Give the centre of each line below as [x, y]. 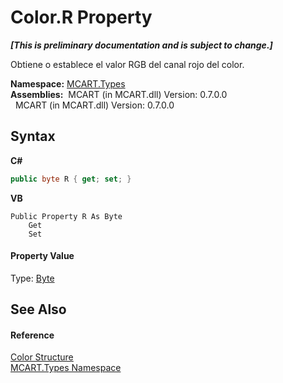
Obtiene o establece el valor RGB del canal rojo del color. [127, 64]
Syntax [33, 136]
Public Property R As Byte [66, 216]
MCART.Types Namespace [66, 368]
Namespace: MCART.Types [68, 83]
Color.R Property [81, 17]
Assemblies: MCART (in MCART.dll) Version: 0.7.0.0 [119, 94]
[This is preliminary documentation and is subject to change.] [141, 45]
